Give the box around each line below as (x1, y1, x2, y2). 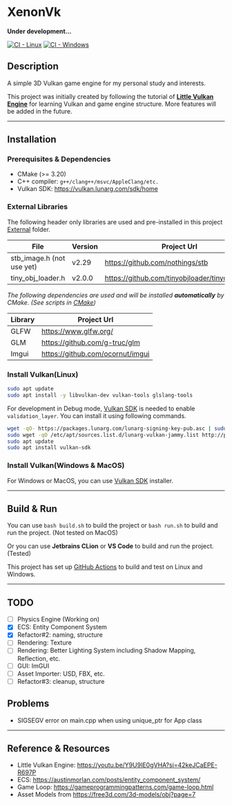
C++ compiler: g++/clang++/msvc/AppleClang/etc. (17, 177, 159, 186)
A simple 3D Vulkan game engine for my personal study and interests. (7, 79, 206, 87)
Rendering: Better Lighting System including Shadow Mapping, (17, 646, 196, 655)
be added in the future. (7, 107, 72, 115)
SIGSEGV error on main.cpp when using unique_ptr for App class (17, 716, 202, 724)
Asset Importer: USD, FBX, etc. (17, 669, 105, 678)
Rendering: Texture (17, 638, 72, 647)
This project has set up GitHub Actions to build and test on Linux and (7, 563, 203, 571)
